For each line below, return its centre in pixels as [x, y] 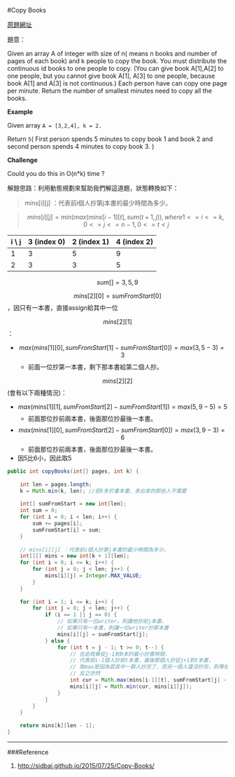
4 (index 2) [135, 242]
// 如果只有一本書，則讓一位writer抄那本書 [113, 628]
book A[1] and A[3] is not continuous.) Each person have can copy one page [117, 83]
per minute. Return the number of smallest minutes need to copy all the [109, 91]
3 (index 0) [47, 242]
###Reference [28, 752]
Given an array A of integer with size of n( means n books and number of [112, 53]
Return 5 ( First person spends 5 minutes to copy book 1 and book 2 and [110, 139]
